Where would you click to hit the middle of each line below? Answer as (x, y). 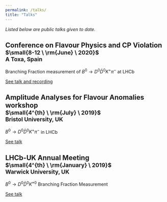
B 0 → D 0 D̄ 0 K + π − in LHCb (32, 131)
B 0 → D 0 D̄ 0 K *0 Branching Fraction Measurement (57, 184)
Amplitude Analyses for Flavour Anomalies (75, 97)
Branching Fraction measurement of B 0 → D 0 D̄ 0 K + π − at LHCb (70, 71)
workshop (22, 106)
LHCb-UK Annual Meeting (47, 157)
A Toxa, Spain (24, 59)
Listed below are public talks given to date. (50, 29)
